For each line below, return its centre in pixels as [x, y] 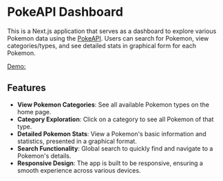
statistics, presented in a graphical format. [77, 141]
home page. [34, 111]
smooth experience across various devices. [79, 170]
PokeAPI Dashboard [65, 12]
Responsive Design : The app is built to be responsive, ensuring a [110, 163]
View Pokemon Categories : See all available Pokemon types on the [113, 105]
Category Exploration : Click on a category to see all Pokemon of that [115, 119]
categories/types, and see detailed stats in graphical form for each [102, 45]
